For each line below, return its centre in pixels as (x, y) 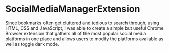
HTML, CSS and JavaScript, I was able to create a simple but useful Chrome (85, 28)
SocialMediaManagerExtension (73, 9)
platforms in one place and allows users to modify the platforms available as (85, 39)
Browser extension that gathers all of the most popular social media (76, 33)
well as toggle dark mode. (32, 44)
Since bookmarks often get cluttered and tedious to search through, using (82, 23)
